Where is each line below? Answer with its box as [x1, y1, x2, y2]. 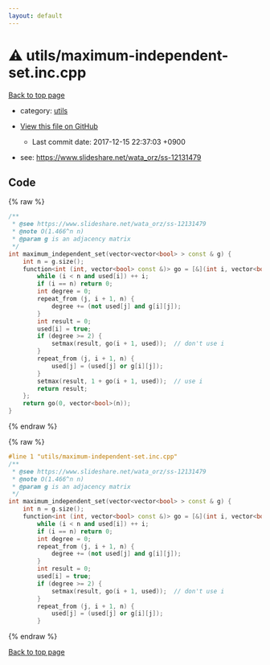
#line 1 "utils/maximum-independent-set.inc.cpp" [8, 453, 178, 461]
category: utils [19, 105, 68, 115]
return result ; [37, 384, 88, 392]
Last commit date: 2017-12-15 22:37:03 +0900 [31, 137, 186, 146]
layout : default [8, 11, 63, 20]
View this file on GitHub [19, 121, 99, 131]
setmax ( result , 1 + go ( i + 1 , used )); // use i [37, 377, 203, 385]
